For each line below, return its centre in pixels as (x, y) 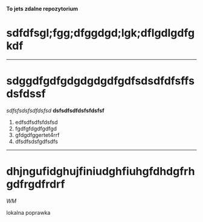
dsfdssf (26, 94)
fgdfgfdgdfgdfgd (36, 128)
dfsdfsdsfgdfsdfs (37, 141)
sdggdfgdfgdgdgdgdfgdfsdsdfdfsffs (101, 81)
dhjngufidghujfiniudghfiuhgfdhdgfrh (101, 172)
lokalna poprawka (28, 212)
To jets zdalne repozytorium (42, 9)
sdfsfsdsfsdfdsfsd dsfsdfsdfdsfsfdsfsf (55, 110)
